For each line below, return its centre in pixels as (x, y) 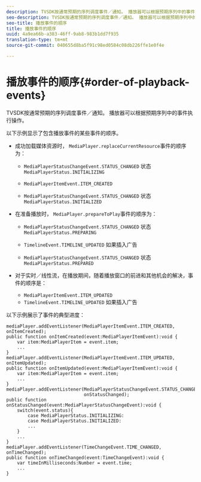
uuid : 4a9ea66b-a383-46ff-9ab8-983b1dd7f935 (63, 34)
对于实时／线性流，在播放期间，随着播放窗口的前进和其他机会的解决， (101, 275)
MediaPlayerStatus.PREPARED (59, 263)
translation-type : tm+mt (37, 40)
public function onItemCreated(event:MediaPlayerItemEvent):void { (92, 337)
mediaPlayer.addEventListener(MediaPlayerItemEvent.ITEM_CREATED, (91, 326)
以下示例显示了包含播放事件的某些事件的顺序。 (64, 133)
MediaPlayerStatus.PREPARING (60, 233)
